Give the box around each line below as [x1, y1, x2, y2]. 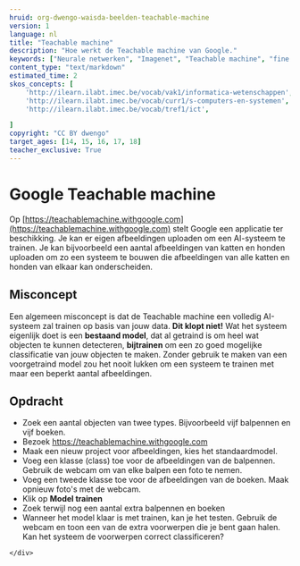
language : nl [9, 30, 58, 38]
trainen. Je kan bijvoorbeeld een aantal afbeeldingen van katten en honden [9, 242, 286, 253]
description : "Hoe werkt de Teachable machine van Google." [9, 46, 238, 55]
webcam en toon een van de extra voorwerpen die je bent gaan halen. [21, 522, 281, 533]
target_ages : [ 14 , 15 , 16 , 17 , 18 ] [9, 138, 142, 147]
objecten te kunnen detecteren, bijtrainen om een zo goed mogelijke [9, 339, 262, 350]
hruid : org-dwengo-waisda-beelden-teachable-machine [9, 13, 210, 22]
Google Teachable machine [9, 184, 216, 204]
